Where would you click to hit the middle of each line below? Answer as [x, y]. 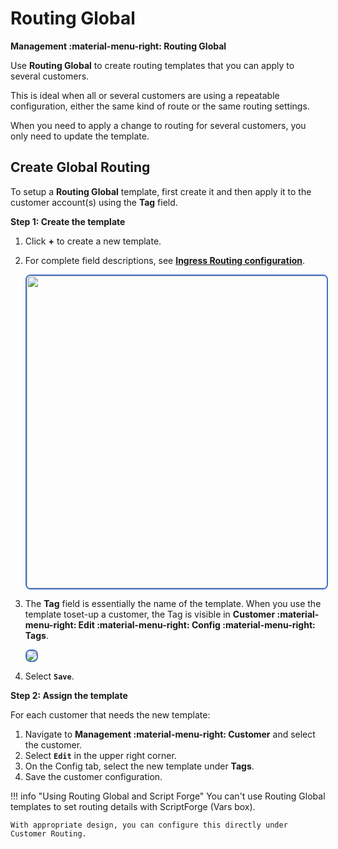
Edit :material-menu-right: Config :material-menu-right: [197, 624]
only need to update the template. [80, 136]
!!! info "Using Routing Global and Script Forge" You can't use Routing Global [168, 796]
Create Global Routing [80, 167]
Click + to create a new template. [93, 241]
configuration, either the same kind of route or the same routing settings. [160, 106]
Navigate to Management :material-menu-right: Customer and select [170, 734]
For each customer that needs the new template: [110, 714]
